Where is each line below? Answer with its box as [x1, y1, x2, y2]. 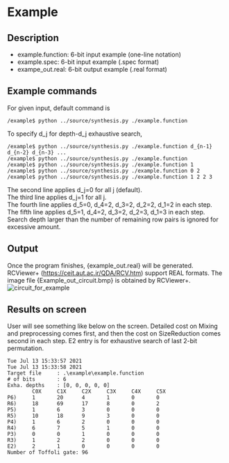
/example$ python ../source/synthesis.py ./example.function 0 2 [7, 167, 200, 174]
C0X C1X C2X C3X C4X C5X [32, 388, 167, 395]
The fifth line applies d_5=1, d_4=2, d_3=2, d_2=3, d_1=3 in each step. [7, 207, 205, 216]
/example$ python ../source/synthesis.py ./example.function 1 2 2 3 [7, 173, 213, 180]
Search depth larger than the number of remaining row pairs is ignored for [7, 215, 219, 223]
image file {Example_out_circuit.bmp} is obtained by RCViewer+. [7, 276, 191, 284]
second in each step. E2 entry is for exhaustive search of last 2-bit [7, 337, 198, 345]
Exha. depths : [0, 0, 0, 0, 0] [7, 382, 110, 389]
